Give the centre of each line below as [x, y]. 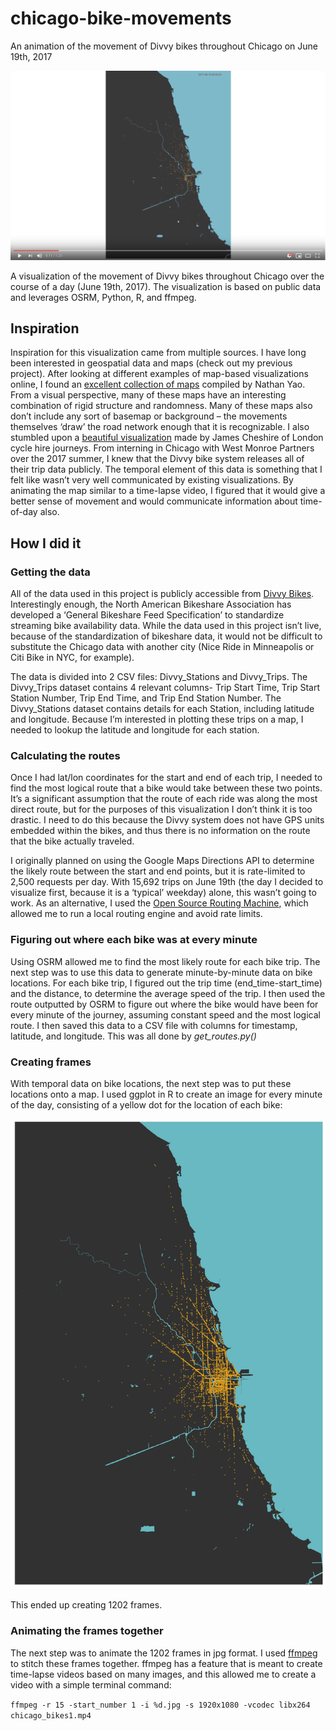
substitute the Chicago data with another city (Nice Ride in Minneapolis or [162, 647]
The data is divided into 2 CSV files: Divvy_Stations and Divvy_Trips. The [159, 677]
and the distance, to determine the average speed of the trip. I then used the [168, 993]
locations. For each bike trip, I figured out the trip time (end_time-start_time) [166, 983]
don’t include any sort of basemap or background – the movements [149, 416]
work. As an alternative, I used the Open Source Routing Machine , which [159, 903]
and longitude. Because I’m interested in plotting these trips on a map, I [157, 719]
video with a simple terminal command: [91, 1684]
